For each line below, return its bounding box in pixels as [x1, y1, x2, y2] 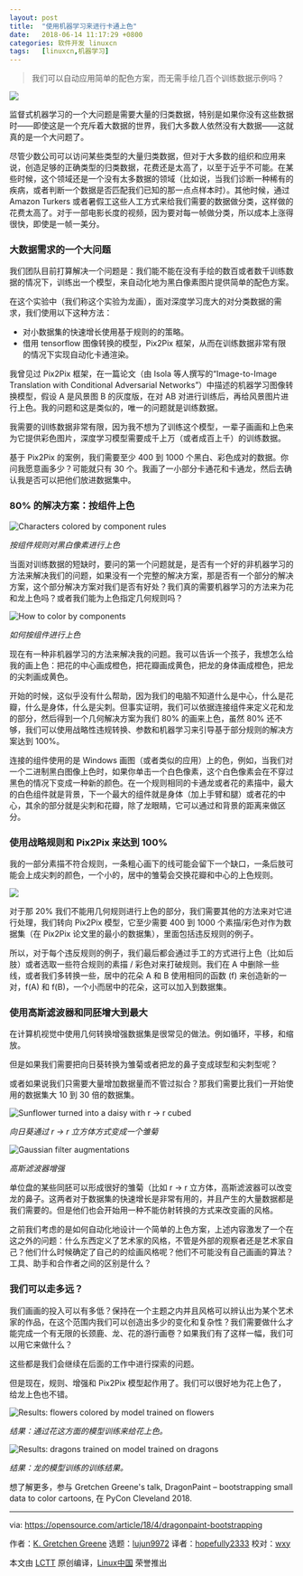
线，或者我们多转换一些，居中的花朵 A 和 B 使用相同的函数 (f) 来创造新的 [9, 970, 280, 981]
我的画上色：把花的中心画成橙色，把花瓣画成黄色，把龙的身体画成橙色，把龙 [9, 659, 294, 670]
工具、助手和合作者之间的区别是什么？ [9, 1258, 151, 1269]
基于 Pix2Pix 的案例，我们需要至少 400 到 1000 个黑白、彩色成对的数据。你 [9, 452, 289, 463]
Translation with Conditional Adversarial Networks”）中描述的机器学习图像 [9, 380, 286, 391]
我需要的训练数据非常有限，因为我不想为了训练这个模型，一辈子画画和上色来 [9, 421, 294, 432]
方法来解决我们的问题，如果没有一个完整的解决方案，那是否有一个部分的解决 [9, 570, 294, 580]
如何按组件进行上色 [9, 629, 81, 640]
